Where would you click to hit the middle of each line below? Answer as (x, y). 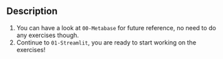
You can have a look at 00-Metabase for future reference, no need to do (116, 27)
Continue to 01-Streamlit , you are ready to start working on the (106, 42)
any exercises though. (48, 35)
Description (32, 11)
